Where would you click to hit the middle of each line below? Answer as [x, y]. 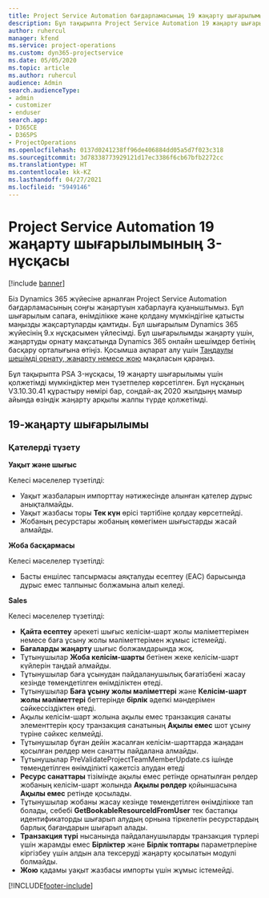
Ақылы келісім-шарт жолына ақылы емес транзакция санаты [125, 717]
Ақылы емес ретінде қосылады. [76, 794]
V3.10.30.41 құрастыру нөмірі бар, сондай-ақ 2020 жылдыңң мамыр [125, 390]
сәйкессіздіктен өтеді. [58, 708]
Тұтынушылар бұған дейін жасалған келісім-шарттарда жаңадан [132, 742]
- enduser [25, 113]
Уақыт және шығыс [43, 465]
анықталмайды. [47, 504]
